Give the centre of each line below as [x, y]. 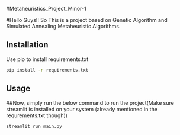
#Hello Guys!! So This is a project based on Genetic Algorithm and [87, 20]
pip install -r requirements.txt [47, 70]
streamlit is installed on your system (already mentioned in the [82, 109]
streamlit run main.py [34, 126]
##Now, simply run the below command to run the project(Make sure [90, 102]
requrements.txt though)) [37, 115]
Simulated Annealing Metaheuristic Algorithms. [63, 26]
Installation [27, 45]
